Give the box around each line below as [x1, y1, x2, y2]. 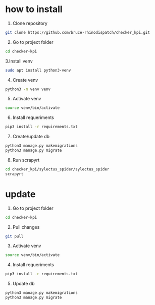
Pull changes [12, 224, 40, 230]
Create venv [12, 77, 38, 83]
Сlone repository [12, 20, 48, 26]
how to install [5, 4, 63, 15]
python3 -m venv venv [5, 87, 51, 92]
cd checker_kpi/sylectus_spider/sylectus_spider [5, 166, 110, 172]
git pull [5, 233, 24, 239]
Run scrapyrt [12, 157, 40, 163]
